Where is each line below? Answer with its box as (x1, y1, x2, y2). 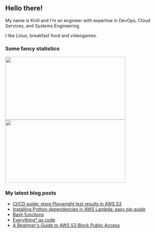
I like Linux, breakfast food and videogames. (5, 32, 97, 38)
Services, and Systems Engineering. (5, 23, 81, 29)
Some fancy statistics (5, 45, 60, 52)
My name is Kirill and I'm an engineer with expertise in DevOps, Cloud (5, 17, 150, 23)
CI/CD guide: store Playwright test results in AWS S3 (12, 201, 122, 207)
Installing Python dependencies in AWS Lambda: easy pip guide (12, 206, 145, 212)
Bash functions (12, 211, 44, 218)
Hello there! (5, 4, 43, 13)
